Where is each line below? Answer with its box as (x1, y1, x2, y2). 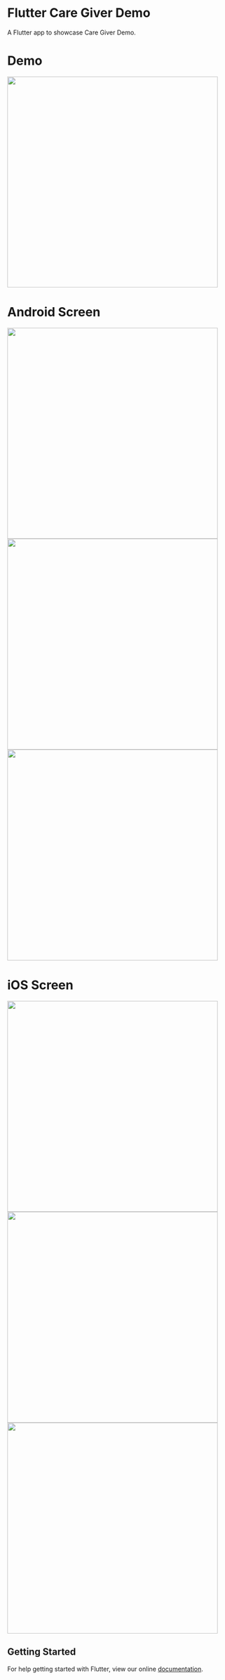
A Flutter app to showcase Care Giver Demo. (7, 28, 137, 37)
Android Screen (7, 304, 101, 321)
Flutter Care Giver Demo (7, 5, 151, 21)
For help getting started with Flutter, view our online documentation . (7, 1665, 203, 1673)
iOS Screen (7, 977, 74, 993)
